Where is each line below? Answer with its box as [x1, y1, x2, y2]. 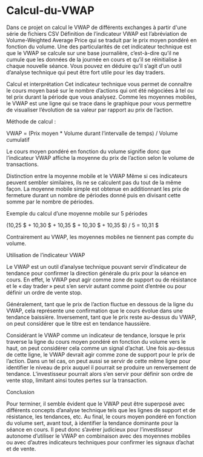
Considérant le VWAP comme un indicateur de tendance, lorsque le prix [6, 331, 186, 339]
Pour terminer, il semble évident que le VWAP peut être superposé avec [6, 400, 185, 407]
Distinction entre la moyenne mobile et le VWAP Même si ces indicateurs [6, 172, 188, 179]
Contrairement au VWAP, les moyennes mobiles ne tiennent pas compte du [6, 233, 194, 240]
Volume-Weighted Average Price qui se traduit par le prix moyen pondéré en [6, 36, 197, 44]
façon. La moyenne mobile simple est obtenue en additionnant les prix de [6, 185, 190, 192]
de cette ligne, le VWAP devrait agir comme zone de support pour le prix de [6, 350, 195, 358]
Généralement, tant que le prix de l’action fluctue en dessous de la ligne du [6, 300, 194, 307]
